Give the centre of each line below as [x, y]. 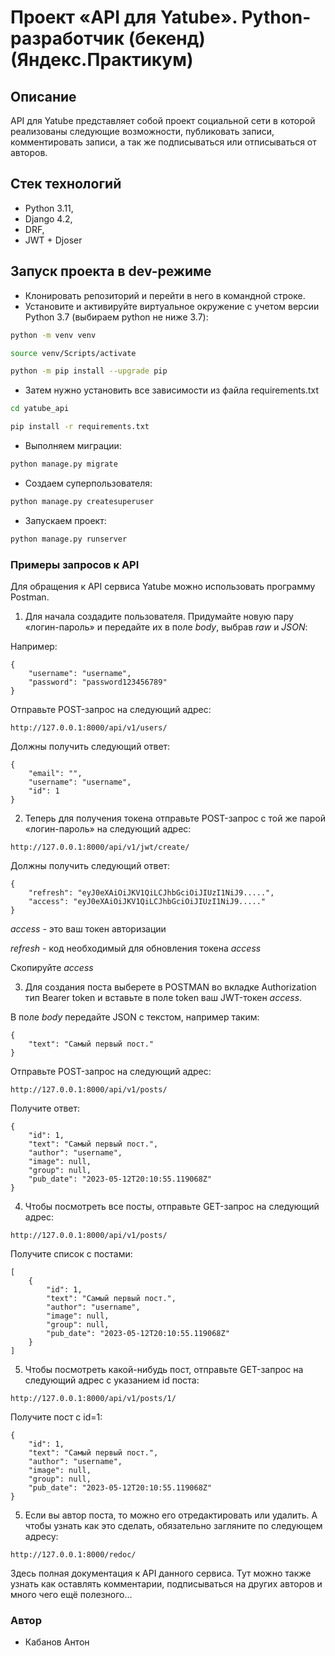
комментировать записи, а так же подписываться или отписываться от [163, 142]
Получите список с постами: [71, 1253]
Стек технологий [66, 184]
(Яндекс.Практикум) [102, 60]
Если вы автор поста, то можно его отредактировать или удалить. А [171, 1515]
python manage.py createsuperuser [82, 501]
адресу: [41, 1536]
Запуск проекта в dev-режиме [111, 271]
